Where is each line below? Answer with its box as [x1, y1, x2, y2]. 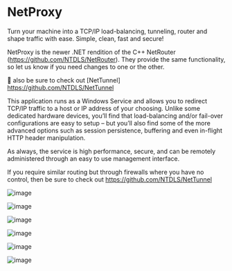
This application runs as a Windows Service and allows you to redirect [7, 96, 208, 105]
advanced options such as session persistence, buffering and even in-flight [7, 126, 223, 134]
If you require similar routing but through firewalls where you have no [7, 168, 204, 176]
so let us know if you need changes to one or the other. [7, 62, 165, 71]
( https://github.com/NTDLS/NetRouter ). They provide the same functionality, [7, 55, 226, 63]
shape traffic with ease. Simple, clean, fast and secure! [7, 34, 164, 42]
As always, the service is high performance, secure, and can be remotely [7, 147, 216, 155]
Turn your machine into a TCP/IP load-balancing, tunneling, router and [7, 27, 208, 35]
